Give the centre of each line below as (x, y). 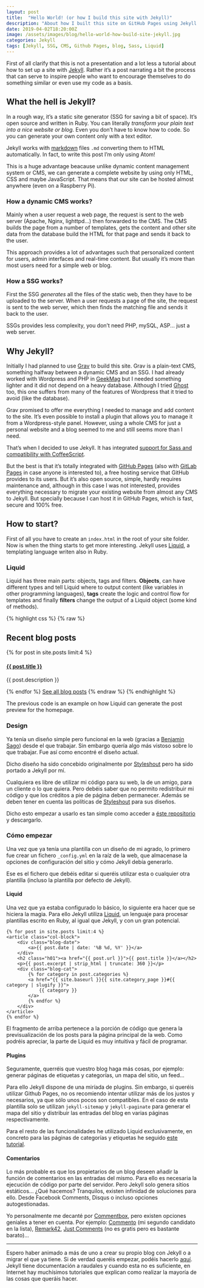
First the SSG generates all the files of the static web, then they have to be (99, 294)
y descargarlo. (24, 820)
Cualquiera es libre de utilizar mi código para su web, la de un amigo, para (99, 782)
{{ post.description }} (33, 680)
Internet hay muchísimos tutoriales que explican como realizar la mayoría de (102, 1272)
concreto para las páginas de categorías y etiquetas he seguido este (92, 1138)
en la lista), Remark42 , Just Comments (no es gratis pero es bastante (93, 1229)
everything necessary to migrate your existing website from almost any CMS (102, 492)
